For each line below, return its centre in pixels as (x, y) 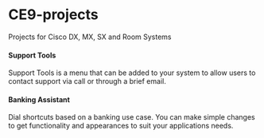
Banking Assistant (39, 99)
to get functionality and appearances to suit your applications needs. (121, 126)
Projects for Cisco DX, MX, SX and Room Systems (90, 37)
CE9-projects (54, 15)
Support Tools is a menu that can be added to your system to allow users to (132, 73)
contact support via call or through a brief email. (87, 81)
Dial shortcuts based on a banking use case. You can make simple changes (132, 117)
